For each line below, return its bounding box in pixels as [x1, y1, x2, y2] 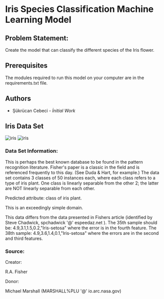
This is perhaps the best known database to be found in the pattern [5, 159, 143, 165]
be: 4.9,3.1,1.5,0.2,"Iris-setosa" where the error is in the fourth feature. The [5, 225, 157, 231]
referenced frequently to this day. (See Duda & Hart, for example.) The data [5, 169, 160, 175]
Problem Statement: [5, 34, 69, 42]
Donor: [5, 279, 19, 285]
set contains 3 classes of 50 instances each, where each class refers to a [5, 175, 156, 181]
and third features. [5, 235, 43, 241]
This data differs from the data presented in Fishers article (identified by [5, 214, 153, 220]
